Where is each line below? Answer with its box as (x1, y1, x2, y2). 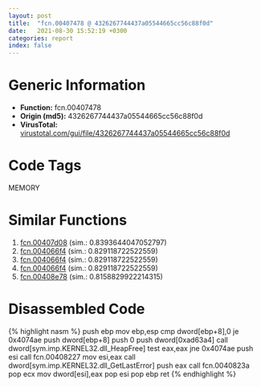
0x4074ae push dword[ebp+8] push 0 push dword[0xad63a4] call (8, 335, 229, 344)
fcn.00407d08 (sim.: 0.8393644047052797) (19, 238, 167, 247)
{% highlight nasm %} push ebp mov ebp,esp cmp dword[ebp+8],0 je (8, 326, 239, 336)
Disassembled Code (8, 300, 145, 318)
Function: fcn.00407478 (19, 103, 102, 112)
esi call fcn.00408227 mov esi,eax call (8, 352, 137, 361)
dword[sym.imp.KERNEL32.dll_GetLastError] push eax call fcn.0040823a (8, 361, 251, 370)
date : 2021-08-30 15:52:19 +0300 (8, 26, 128, 35)
